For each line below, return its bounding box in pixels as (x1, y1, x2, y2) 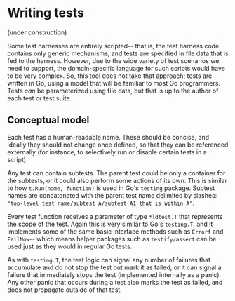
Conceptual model (7, 114, 90, 126)
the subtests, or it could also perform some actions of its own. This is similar (7, 176, 228, 185)
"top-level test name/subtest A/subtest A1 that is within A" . (7, 199, 195, 207)
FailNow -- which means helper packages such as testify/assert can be (7, 234, 217, 243)
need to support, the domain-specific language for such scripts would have (7, 64, 226, 72)
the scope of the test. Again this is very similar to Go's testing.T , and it (7, 220, 213, 228)
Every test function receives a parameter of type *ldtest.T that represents (7, 212, 223, 220)
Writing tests (7, 5, 84, 21)
